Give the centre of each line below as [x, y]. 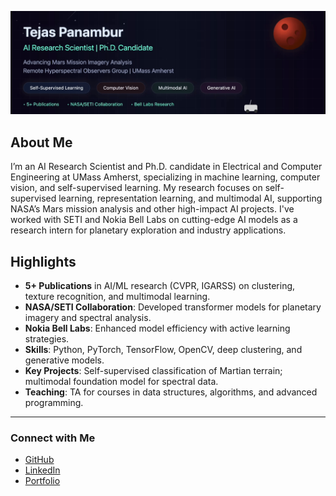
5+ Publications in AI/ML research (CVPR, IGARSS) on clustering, [160, 285]
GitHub [39, 460]
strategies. [47, 339]
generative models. [64, 360]
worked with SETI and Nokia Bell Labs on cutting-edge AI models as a [154, 220]
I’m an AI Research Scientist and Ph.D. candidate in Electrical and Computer [166, 167]
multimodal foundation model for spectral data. [121, 381]
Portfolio [42, 481]
